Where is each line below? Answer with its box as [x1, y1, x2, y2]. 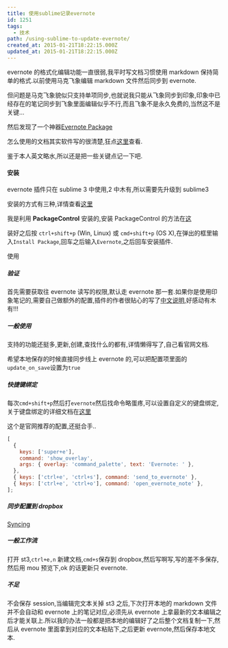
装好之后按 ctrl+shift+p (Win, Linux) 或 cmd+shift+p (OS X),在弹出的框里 [7, 229, 212, 237]
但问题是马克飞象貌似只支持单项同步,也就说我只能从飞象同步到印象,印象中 [7, 90, 215, 99]
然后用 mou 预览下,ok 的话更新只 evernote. [7, 563, 128, 572]
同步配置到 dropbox [7, 502, 64, 510]
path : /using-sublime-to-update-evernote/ [7, 36, 130, 42]
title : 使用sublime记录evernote [7, 10, 96, 17]
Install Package [13, 239, 60, 246]
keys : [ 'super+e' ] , [19, 448, 75, 456]
